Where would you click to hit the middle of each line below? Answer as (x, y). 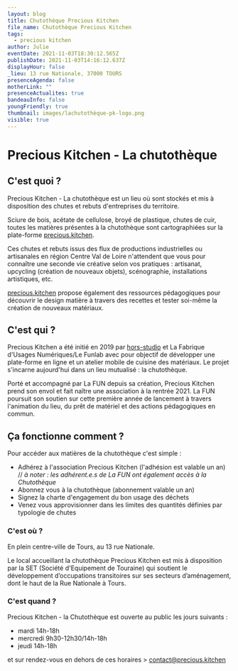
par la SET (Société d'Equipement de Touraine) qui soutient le (98, 568)
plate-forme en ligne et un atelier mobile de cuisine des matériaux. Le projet (118, 362)
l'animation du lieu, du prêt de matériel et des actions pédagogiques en (112, 406)
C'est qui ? (31, 331)
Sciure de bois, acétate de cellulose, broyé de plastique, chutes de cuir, (112, 220)
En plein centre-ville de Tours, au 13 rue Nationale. (81, 546)
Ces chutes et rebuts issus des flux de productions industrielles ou (105, 248)
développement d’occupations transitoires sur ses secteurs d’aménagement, (119, 575)
